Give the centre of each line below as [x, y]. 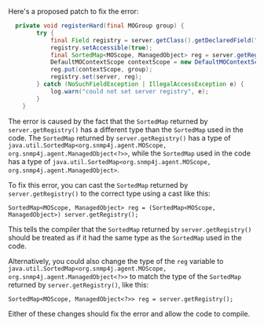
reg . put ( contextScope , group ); [101, 70]
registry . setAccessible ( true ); [101, 48]
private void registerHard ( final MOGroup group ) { [100, 26]
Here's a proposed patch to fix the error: [73, 11]
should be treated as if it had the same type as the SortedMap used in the [125, 237]
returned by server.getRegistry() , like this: [79, 284]
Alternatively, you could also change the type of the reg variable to [116, 261]
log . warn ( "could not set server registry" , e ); [130, 91]
